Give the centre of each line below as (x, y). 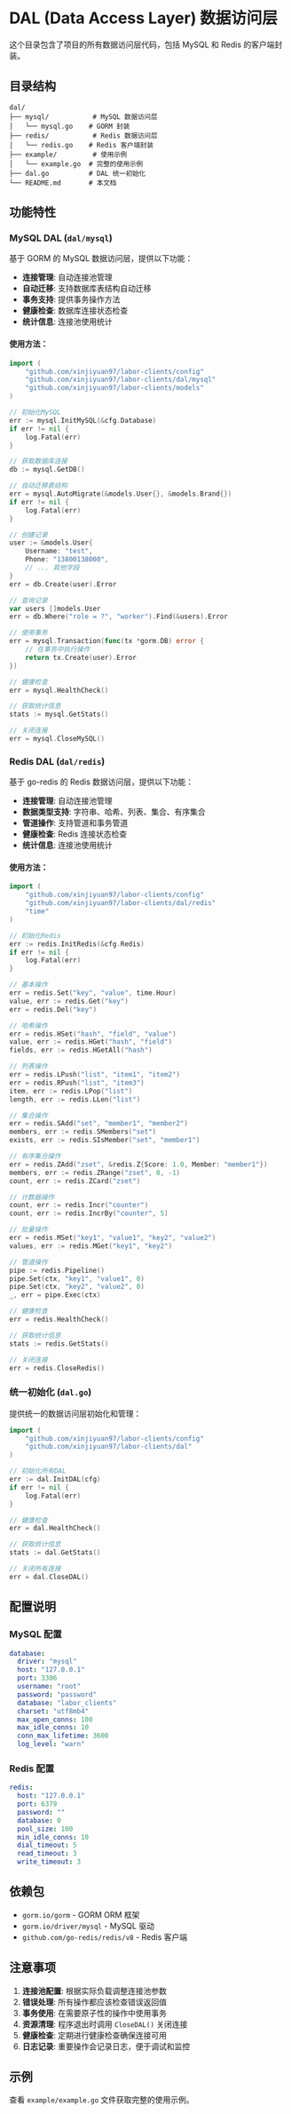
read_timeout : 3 (47, 1854)
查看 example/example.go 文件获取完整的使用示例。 (102, 2100)
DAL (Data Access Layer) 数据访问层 (143, 18)
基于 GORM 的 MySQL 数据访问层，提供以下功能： (101, 258)
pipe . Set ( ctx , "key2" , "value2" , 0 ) (77, 1287)
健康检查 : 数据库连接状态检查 (75, 311)
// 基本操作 (29, 985)
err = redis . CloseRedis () (57, 1368)
